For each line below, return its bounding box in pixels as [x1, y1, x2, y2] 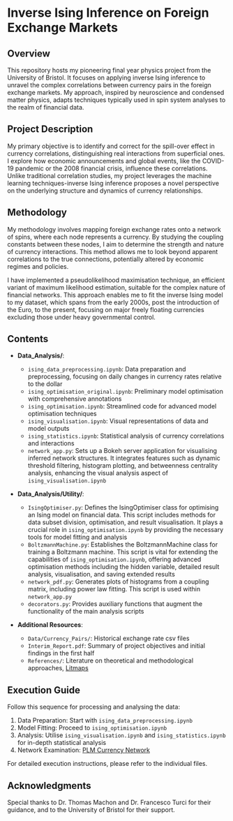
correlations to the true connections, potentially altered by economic [7, 255, 204, 263]
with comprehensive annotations [27, 394, 122, 403]
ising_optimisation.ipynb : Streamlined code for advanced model [27, 402, 217, 410]
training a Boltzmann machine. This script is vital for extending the [27, 548, 218, 556]
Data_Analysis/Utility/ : [17, 490, 84, 498]
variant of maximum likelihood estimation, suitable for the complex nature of [7, 283, 226, 291]
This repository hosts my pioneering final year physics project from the [7, 66, 211, 74]
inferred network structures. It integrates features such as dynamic [27, 454, 221, 462]
